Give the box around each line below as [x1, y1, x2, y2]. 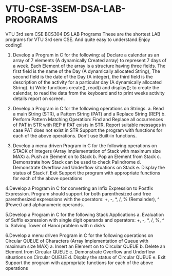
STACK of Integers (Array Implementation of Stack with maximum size [12, 148, 161, 154]
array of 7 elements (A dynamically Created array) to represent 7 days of [12, 57, 167, 63]
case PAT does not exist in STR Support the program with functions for [12, 127, 163, 133]
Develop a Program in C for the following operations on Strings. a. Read [12, 105, 164, 111]
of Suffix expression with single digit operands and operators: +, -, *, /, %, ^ [5, 216, 165, 223]
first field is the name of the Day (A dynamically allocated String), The [12, 68, 160, 74]
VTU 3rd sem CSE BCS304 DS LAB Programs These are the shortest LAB [5, 31, 161, 37]
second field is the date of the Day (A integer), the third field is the [12, 73, 153, 80]
